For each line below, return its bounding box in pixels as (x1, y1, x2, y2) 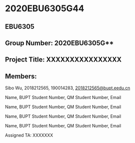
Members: (5, 72, 37, 81)
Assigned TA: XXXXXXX (5, 132, 53, 138)
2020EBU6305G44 (5, 3, 84, 14)
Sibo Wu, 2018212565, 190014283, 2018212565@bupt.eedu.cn (5, 85, 130, 91)
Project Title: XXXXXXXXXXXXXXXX (5, 56, 122, 64)
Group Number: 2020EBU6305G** (5, 39, 114, 47)
